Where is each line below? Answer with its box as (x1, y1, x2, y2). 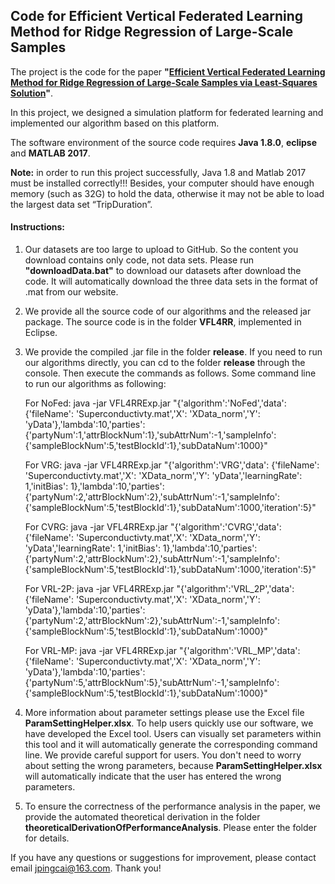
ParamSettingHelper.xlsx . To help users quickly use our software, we (24, 717, 314, 729)
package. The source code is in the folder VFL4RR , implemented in (24, 316, 302, 328)
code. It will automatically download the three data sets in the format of (24, 275, 319, 288)
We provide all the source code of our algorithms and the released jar (24, 305, 312, 318)
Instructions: (10, 221, 66, 233)
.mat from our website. (24, 286, 119, 298)
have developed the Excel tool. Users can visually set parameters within (24, 728, 322, 740)
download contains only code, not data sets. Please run (24, 254, 254, 266)
